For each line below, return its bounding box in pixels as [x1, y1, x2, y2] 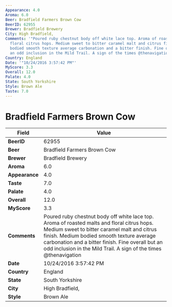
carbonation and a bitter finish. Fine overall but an [43, 239, 163, 246]
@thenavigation [43, 252, 82, 259]
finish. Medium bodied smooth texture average [43, 232, 156, 239]
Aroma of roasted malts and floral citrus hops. [43, 219, 154, 226]
